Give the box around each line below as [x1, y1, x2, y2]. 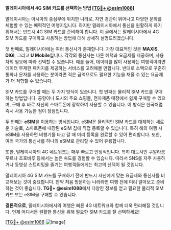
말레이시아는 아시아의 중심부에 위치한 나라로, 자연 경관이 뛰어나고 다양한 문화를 [5, 16, 162, 22]
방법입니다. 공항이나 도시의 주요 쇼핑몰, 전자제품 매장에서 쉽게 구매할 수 [14, 95, 157, 101]
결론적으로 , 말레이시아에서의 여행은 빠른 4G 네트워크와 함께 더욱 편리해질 [5, 202, 151, 209]
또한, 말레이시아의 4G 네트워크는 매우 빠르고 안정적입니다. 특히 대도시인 [5, 149, 148, 155]
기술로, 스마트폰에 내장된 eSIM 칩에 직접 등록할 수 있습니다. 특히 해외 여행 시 [10, 125, 163, 131]
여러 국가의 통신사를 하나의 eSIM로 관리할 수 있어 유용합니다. [5, 138, 127, 144]
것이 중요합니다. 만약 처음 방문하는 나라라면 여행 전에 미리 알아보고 [22, 179, 155, 185]
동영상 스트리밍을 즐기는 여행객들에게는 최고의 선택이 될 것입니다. [14, 162, 144, 168]
